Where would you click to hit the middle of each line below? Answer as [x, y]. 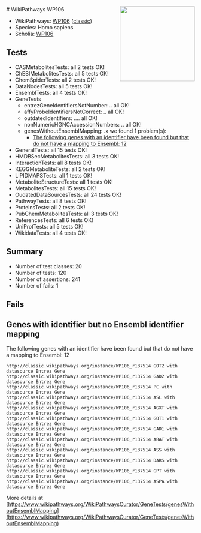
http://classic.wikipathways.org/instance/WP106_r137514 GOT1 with [92, 418]
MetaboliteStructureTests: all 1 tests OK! [64, 182]
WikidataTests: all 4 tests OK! [51, 233]
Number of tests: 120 [41, 273]
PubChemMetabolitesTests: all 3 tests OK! [66, 214]
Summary [25, 252]
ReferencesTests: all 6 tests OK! [54, 220]
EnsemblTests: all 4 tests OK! [51, 92]
